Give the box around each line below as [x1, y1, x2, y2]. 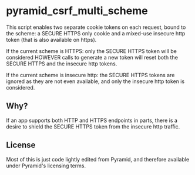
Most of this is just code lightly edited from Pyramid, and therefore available [6, 156, 190, 163]
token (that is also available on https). [6, 36, 97, 43]
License [6, 140, 36, 150]
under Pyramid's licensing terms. [6, 162, 86, 169]
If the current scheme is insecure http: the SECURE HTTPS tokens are [6, 71, 175, 78]
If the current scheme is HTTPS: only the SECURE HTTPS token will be [6, 47, 177, 54]
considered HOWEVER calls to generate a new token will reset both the [6, 54, 178, 61]
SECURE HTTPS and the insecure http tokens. [6, 60, 117, 67]
